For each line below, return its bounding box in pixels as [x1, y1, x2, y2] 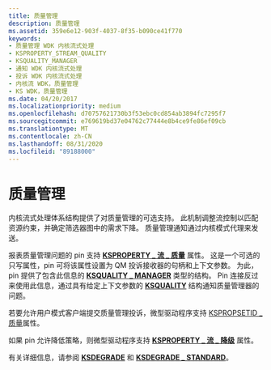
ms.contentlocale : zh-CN [8, 132, 92, 140]
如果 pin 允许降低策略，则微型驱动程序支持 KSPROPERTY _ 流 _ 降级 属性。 [8, 335, 259, 345]
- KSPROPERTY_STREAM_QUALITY [8, 49, 107, 57]
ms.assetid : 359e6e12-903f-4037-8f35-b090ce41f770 [8, 27, 183, 35]
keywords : [8, 34, 42, 43]
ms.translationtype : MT [8, 125, 89, 133]
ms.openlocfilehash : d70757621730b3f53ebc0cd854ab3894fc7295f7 [8, 110, 227, 118]
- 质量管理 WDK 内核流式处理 [8, 42, 95, 50]
